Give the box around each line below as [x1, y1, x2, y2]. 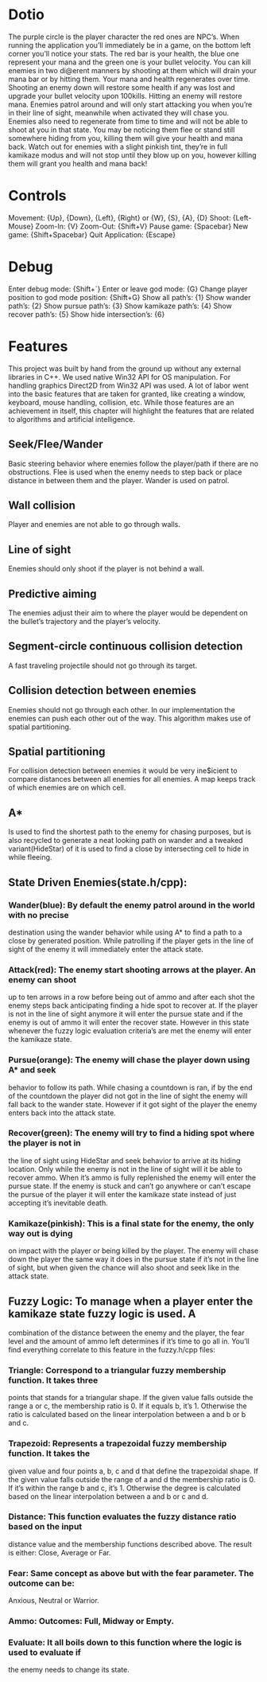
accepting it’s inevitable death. [8, 1198, 109, 1208]
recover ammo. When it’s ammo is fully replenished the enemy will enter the [8, 1173, 257, 1182]
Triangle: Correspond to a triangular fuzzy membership [8, 1364, 226, 1376]
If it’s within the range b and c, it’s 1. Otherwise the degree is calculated [8, 1483, 241, 1493]
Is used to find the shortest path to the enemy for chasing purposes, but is [8, 827, 252, 837]
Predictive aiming [8, 587, 97, 600]
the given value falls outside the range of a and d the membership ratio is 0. [8, 1474, 256, 1484]
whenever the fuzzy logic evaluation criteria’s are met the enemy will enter [8, 1026, 252, 1036]
